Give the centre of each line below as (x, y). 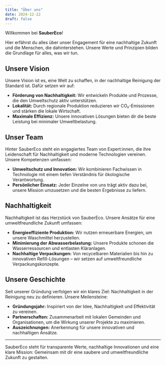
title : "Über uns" (24, 10)
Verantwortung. (28, 180)
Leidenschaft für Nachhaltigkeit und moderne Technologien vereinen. (76, 154)
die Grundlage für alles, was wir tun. (42, 53)
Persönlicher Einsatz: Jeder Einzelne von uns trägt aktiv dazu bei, (80, 185)
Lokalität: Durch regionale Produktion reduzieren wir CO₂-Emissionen (83, 106)
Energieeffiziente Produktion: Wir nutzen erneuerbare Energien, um (82, 232)
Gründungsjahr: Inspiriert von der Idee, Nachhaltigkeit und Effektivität (84, 306)
